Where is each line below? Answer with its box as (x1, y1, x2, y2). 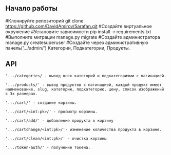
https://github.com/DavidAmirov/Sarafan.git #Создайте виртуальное (5, 23, 153, 29)
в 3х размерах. (5, 91, 38, 96)
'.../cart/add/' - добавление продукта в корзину (5, 118, 114, 123)
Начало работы (5, 4, 58, 13)
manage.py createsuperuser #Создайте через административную (5, 39, 148, 46)
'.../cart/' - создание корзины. (5, 100, 77, 105)
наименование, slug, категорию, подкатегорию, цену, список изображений (5, 86, 164, 92)
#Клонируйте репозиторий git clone (5, 17, 84, 24)
